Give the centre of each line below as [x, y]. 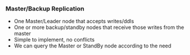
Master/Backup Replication [45, 9]
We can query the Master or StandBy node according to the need [93, 46]
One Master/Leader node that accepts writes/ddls [74, 21]
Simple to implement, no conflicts [54, 40]
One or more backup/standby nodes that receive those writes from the [99, 27]
